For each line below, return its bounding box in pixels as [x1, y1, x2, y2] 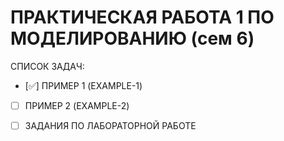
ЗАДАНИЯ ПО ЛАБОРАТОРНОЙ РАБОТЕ [24, 120, 197, 131]
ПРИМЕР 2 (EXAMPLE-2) [24, 99, 130, 111]
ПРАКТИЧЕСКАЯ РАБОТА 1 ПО [10, 6, 275, 29]
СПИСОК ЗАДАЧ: [10, 60, 85, 72]
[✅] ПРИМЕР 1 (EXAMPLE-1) [24, 79, 143, 91]
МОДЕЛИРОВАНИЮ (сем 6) [10, 27, 255, 50]
